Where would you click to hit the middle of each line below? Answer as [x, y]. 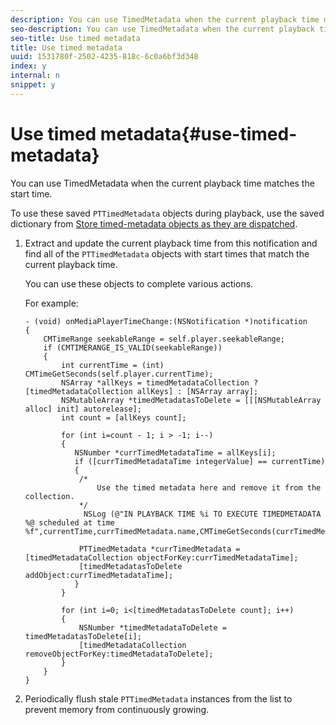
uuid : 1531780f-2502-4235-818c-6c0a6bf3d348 [104, 57]
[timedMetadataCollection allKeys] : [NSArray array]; [141, 391]
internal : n [35, 76]
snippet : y [33, 85]
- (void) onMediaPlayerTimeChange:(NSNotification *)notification [166, 321]
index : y [28, 66]
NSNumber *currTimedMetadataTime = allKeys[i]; [175, 452]
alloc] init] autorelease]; [83, 409]
